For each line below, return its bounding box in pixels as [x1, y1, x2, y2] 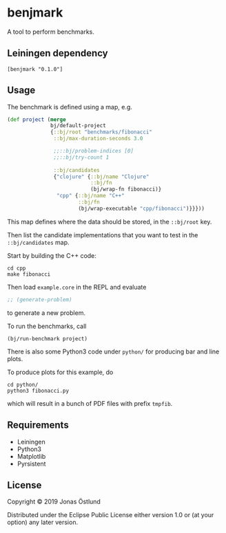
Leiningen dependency [7, 47, 108, 59]
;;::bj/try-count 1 [53, 153, 110, 161]
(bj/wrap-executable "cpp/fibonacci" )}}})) [78, 205, 205, 212]
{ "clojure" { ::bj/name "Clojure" [53, 173, 150, 180]
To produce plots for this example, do [7, 368, 114, 376]
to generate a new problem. [7, 308, 86, 317]
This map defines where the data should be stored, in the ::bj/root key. [7, 217, 212, 226]
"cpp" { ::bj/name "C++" [56, 193, 125, 199]
